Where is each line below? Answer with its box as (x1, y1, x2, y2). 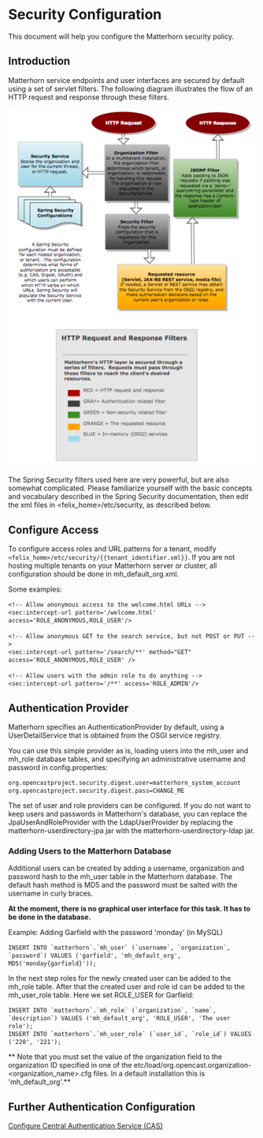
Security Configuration (8, 6, 162, 24)
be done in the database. (8, 912, 91, 922)
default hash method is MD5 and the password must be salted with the (8, 881, 238, 890)
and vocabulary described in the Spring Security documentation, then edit (8, 492, 249, 501)
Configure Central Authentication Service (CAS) (8, 1121, 163, 1131)
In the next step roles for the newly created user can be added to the (8, 974, 232, 983)
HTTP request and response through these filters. (8, 92, 169, 102)
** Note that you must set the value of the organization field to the (8, 1052, 223, 1061)
